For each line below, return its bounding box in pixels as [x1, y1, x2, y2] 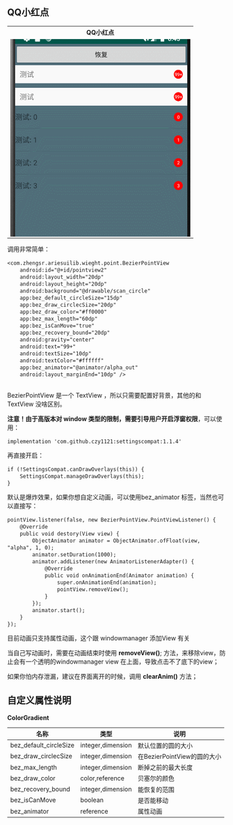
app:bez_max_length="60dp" [19, 315, 98, 322]
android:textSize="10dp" [19, 350, 92, 357]
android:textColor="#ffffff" [19, 357, 104, 364]
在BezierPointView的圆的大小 [138, 752, 221, 760]
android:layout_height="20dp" [19, 281, 108, 288]
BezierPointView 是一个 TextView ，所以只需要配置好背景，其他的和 [7, 391, 202, 400]
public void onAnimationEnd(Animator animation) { [44, 572, 195, 579]
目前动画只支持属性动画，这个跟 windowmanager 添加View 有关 [7, 634, 190, 643]
